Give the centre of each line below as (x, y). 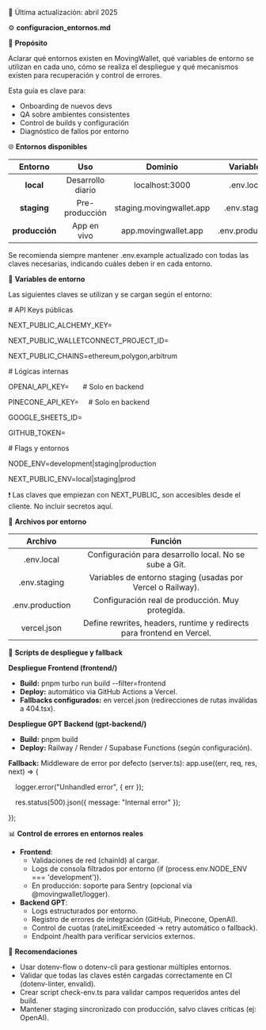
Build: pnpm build (49, 739)
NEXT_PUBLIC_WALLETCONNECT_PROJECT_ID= (89, 340)
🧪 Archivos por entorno (47, 521)
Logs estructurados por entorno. (85, 911)
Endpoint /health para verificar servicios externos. (113, 936)
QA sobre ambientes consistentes (75, 114)
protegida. (166, 610)
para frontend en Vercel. (166, 633)
